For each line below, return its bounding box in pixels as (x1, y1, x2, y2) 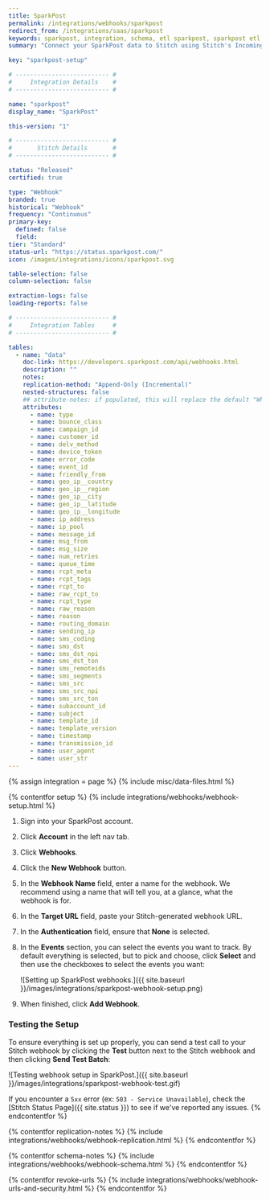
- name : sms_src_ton (29, 695, 99, 703)
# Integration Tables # (8, 321, 117, 330)
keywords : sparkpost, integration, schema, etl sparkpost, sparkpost (8, 34, 247, 43)
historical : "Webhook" (8, 203, 84, 211)
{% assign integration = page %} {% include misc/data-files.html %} (8, 777, 235, 786)
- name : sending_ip (29, 627, 95, 635)
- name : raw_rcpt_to (29, 590, 99, 598)
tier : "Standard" (8, 240, 67, 248)
